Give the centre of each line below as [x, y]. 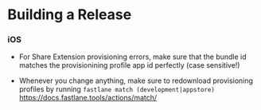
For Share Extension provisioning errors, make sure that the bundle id [133, 57]
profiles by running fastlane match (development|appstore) [117, 89]
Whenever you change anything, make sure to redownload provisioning [136, 81]
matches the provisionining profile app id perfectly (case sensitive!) [129, 65]
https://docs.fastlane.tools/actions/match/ [88, 98]
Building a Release [70, 15]
